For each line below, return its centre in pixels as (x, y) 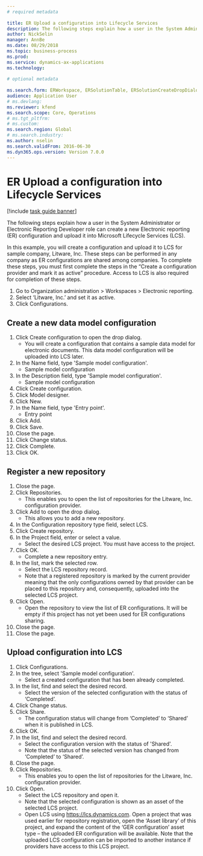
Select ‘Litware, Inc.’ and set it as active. (65, 297)
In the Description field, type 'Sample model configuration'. (89, 376)
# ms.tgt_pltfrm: (29, 118)
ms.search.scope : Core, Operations (52, 113)
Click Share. (30, 711)
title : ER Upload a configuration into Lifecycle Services (83, 23)
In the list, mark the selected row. (57, 563)
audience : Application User (42, 96)
